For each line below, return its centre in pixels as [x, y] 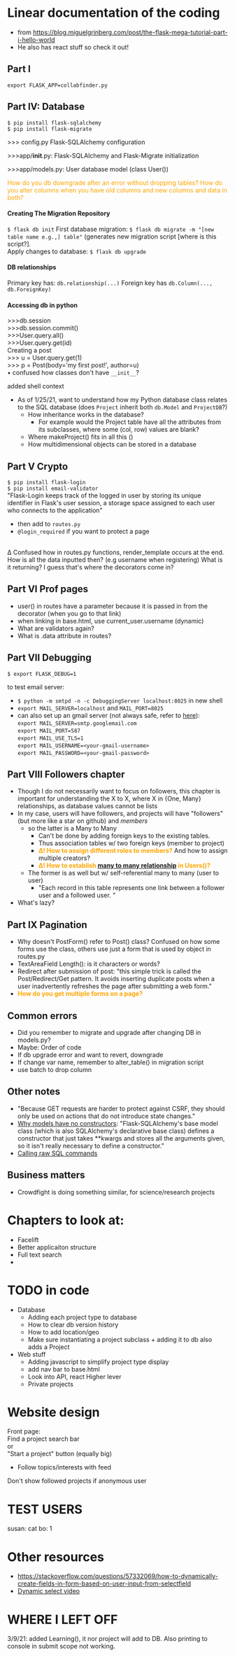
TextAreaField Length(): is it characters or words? [89, 964]
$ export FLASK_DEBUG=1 [42, 674]
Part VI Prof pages [48, 589]
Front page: [24, 1432]
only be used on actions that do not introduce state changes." [106, 1116]
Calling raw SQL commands [57, 1153]
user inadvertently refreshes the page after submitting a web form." [114, 986]
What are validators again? [56, 628]
